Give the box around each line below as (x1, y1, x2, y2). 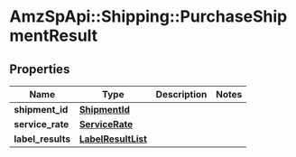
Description (155, 88, 208, 100)
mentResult (9, 25, 98, 46)
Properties (9, 61, 70, 77)
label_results (14, 133, 70, 145)
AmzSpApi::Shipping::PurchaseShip (9, 6, 288, 27)
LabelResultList (79, 133, 147, 145)
